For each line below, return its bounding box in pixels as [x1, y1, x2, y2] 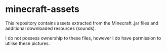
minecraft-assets [5, 3, 79, 15]
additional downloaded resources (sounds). [5, 25, 96, 31]
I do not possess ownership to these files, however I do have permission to [5, 35, 161, 41]
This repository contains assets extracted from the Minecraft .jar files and [5, 20, 158, 26]
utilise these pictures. [5, 40, 50, 46]
